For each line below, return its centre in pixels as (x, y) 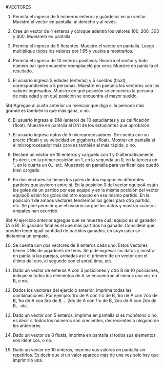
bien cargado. (27, 170)
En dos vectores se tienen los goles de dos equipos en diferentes (78, 180)
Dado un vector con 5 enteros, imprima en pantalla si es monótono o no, (85, 315)
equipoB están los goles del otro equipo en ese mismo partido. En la (81, 195)
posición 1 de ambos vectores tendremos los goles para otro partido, (82, 200)
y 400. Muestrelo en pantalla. (42, 36)
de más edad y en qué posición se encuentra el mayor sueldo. (75, 96)
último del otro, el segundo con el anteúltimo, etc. (62, 261)
